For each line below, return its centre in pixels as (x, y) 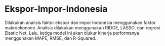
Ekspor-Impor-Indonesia (56, 9)
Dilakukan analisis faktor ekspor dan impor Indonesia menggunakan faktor (80, 23)
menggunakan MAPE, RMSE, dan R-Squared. (51, 38)
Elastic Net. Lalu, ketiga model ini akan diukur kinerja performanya (72, 33)
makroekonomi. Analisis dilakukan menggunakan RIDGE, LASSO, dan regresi (82, 27)
